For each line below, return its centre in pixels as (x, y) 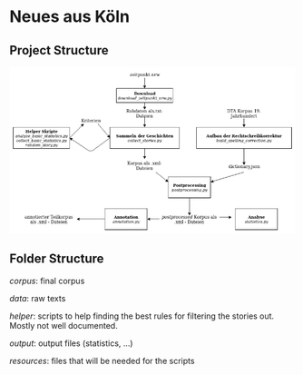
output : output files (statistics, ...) (71, 343)
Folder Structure (57, 259)
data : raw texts (38, 298)
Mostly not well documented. (64, 325)
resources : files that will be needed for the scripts (102, 360)
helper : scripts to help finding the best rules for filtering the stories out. (142, 316)
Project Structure (59, 50)
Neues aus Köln (69, 17)
